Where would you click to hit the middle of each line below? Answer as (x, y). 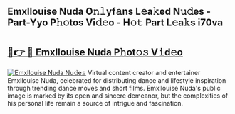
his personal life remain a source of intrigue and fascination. (95, 103)
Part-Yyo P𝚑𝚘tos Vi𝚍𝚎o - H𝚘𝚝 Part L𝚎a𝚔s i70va (115, 23)
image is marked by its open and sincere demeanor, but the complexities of (118, 96)
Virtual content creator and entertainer (144, 73)
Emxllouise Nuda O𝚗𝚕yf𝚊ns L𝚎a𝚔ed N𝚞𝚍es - (109, 12)
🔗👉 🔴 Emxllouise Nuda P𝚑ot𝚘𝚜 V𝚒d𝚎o (95, 52)
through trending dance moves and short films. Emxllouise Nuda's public (114, 88)
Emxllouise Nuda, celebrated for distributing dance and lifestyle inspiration (117, 80)
